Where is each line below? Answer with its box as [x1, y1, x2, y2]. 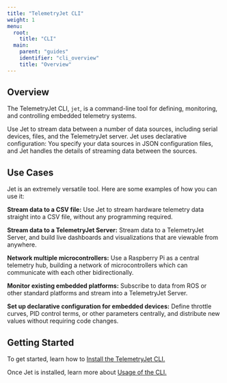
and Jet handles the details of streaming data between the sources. [7, 147, 198, 155]
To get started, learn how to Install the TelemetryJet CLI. [7, 355, 165, 363]
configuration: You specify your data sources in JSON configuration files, [7, 140, 213, 148]
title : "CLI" [19, 36, 57, 42]
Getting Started [7, 336, 75, 348]
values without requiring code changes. [7, 317, 119, 325]
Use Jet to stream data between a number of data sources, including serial [7, 125, 218, 134]
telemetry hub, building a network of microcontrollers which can [7, 261, 188, 269]
